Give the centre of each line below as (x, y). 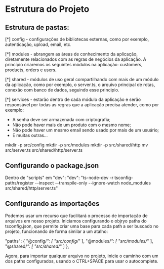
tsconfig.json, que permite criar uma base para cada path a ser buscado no (82, 226)
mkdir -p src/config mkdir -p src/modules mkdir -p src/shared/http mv (77, 145)
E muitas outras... (30, 135)
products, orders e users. (31, 70)
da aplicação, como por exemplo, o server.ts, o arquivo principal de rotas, (80, 85)
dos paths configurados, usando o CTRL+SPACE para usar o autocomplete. (82, 261)
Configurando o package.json (52, 166)
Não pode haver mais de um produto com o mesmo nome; (72, 125)
